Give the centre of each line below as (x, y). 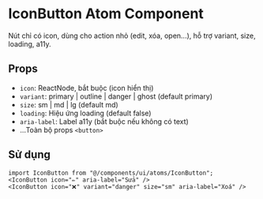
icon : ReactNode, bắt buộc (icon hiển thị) (86, 88)
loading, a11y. (30, 43)
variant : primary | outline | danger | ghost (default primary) (116, 96)
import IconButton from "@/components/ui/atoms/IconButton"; (111, 173)
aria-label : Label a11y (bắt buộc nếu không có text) (104, 121)
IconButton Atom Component (106, 14)
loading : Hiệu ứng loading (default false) (85, 113)
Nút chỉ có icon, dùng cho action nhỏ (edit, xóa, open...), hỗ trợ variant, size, (132, 36)
